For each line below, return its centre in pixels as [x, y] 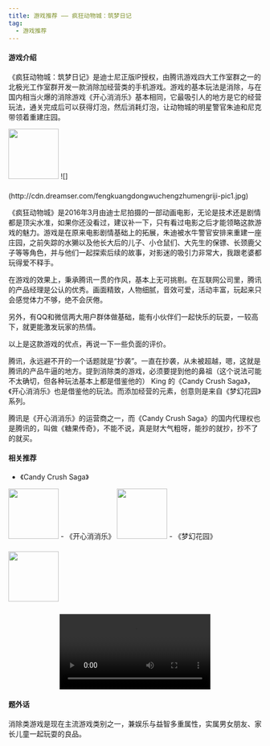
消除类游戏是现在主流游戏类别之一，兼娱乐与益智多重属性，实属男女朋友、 [131, 724]
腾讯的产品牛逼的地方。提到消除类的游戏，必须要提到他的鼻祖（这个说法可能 [135, 371]
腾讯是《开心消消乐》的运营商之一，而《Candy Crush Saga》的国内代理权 [131, 418]
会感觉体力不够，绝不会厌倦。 [57, 300]
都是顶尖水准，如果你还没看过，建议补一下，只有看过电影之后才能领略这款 [131, 222]
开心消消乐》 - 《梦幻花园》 [145, 536]
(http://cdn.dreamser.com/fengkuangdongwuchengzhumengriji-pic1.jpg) [129, 196]
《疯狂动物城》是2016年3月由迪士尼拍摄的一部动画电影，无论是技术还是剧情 [135, 212]
